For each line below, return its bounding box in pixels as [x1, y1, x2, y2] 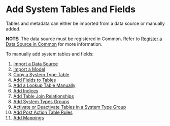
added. [6, 25, 21, 31]
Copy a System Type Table [13, 71, 70, 77]
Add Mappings [13, 114, 44, 120]
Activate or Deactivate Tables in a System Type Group [13, 104, 126, 110]
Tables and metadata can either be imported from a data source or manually [6, 20, 165, 26]
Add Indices [13, 87, 39, 93]
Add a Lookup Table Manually [13, 82, 76, 88]
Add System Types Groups [13, 98, 70, 105]
